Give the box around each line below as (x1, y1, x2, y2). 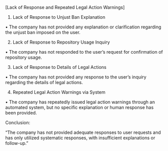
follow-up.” (5, 140, 29, 146)
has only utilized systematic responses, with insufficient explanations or (5, 135, 156, 141)
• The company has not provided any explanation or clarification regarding (5, 24, 161, 30)
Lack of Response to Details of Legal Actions (12, 64, 107, 70)
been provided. (5, 110, 37, 116)
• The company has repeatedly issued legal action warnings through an (5, 99, 155, 105)
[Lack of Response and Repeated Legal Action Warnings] (5, 5, 125, 10)
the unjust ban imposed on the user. (5, 29, 81, 35)
